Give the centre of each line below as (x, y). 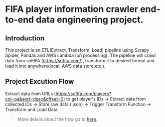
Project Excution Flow (40, 81)
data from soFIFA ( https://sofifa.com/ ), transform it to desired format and (80, 61)
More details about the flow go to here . (57, 119)
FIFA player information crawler (72, 9)
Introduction (25, 38)
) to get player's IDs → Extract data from (104, 99)
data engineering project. (89, 20)
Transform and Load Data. (32, 109)
